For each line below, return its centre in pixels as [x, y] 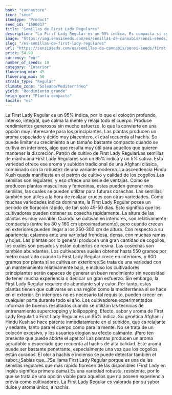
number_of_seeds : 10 [27, 63]
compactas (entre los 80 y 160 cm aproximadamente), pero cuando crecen [84, 224]
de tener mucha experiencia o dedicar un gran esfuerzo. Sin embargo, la [82, 278]
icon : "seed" [19, 15]
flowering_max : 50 [25, 77]
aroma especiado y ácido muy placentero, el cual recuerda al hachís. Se [81, 137]
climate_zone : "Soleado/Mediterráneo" [47, 86]
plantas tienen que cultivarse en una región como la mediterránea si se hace [86, 289]
